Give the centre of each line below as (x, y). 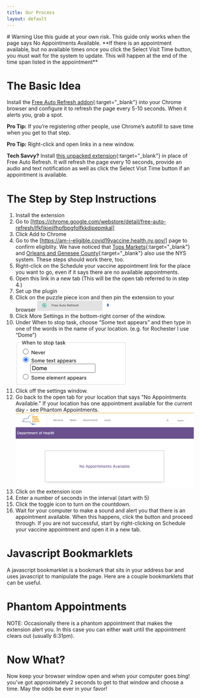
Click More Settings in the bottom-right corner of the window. (91, 316)
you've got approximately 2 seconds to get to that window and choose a (95, 683)
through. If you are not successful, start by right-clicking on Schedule (100, 523)
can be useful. (24, 583)
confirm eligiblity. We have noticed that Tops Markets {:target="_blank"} (103, 247)
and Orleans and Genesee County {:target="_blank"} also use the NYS (101, 253)
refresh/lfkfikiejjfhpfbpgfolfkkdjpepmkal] (65, 228)
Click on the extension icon (49, 492)
